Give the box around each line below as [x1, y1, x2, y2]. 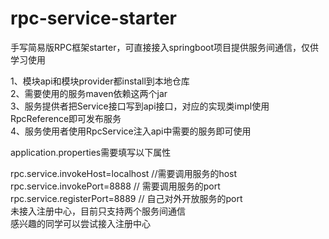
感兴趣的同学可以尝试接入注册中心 [10, 217, 151, 229]
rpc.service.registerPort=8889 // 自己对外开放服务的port [10, 192, 243, 204]
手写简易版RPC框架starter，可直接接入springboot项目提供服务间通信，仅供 [10, 41, 319, 53]
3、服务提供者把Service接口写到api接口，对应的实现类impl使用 [10, 100, 270, 112]
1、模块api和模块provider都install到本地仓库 [10, 75, 190, 87]
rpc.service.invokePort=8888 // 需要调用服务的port [10, 180, 221, 192]
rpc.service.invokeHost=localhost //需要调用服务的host [10, 167, 238, 179]
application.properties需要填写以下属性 [10, 146, 172, 158]
